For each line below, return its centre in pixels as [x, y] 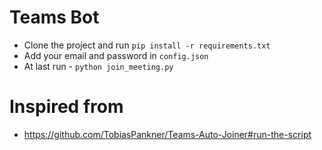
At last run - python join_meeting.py [98, 66]
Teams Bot [54, 17]
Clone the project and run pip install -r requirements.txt [147, 45]
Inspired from [66, 107]
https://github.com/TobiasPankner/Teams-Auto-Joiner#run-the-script [167, 134]
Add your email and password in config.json [116, 55]
